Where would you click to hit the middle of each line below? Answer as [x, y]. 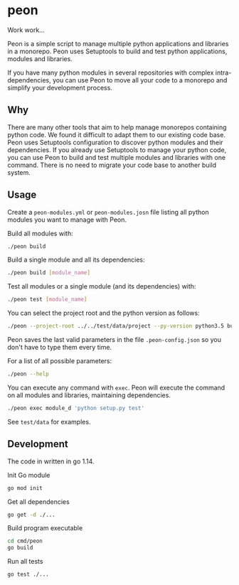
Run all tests [25, 562]
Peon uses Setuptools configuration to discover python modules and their [115, 142]
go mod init [25, 488]
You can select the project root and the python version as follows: [104, 313]
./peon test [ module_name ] [47, 300]
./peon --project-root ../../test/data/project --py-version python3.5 [116, 326]
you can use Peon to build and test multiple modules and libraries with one [117, 157]
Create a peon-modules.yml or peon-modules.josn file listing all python [108, 212]
